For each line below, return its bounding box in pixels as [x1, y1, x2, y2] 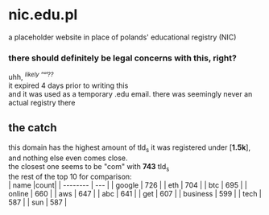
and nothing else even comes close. [8, 153, 128, 163]
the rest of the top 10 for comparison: [8, 172, 132, 182]
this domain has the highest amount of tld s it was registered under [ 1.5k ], [8, 143, 251, 154]
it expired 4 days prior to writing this [8, 81, 129, 90]
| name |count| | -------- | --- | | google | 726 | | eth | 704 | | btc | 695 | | [8, 180, 247, 190]
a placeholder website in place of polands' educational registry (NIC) [8, 32, 237, 42]
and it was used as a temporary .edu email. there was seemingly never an [8, 89, 253, 98]
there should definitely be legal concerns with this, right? [8, 52, 238, 64]
